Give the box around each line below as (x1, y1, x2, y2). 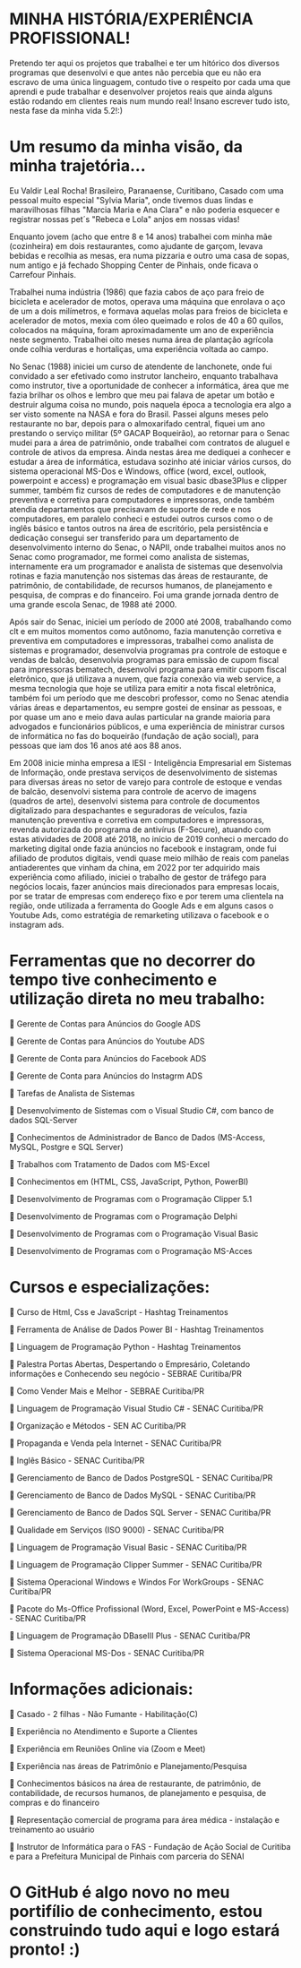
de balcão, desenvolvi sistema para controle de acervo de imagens (9, 786, 257, 796)
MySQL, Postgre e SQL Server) (9, 1141, 124, 1152)
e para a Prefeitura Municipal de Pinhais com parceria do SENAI (9, 1851, 245, 1861)
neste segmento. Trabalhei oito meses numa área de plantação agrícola (9, 334, 274, 345)
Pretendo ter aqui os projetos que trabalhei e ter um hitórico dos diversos (9, 57, 280, 68)
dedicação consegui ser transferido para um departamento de (9, 532, 239, 543)
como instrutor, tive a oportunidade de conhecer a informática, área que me (9, 380, 289, 391)
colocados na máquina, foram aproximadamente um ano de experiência (9, 324, 275, 335)
